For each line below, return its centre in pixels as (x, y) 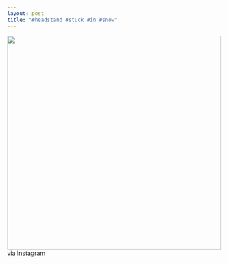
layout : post (26, 13)
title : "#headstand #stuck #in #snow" (62, 20)
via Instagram (26, 253)
